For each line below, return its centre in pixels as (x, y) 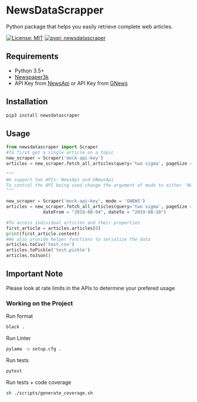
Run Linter (18, 338)
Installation (27, 102)
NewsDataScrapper (55, 10)
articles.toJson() (28, 256)
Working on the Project (40, 303)
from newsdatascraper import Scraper (52, 147)
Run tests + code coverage (39, 382)
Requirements (32, 57)
